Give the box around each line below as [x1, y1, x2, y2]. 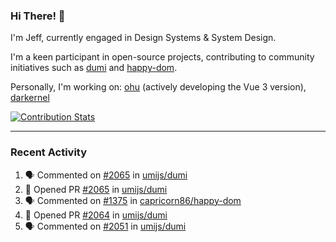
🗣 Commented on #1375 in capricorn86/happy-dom [24, 194, 242, 206]
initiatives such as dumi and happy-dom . [10, 62, 178, 74]
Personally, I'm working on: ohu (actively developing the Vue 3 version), [10, 81, 307, 93]
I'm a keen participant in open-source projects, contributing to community [10, 51, 315, 63]
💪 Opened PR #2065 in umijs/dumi [24, 183, 168, 195]
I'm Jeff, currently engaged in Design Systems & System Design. [10, 32, 277, 44]
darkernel [10, 92, 50, 104]
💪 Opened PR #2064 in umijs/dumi [24, 209, 168, 221]
